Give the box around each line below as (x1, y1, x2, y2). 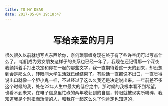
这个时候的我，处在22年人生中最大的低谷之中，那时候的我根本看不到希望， (5, 83, 160, 90)
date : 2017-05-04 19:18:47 (5, 12, 61, 17)
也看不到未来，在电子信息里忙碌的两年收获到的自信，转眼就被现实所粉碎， (5, 90, 158, 96)
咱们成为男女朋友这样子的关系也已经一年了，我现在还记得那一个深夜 (19, 58, 160, 65)
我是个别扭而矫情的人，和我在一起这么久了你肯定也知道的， (13, 96, 136, 102)
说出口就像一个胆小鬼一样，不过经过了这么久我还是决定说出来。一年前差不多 (5, 77, 163, 83)
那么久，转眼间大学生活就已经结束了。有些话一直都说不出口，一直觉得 (18, 71, 163, 77)
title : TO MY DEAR (5, 7, 43, 12)
